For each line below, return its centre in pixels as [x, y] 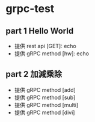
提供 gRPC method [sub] [45, 97]
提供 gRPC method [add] [45, 90]
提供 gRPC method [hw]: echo [52, 53]
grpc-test [30, 9]
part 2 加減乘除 [34, 74]
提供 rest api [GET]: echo [45, 46]
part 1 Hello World [40, 31]
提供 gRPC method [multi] [46, 105]
